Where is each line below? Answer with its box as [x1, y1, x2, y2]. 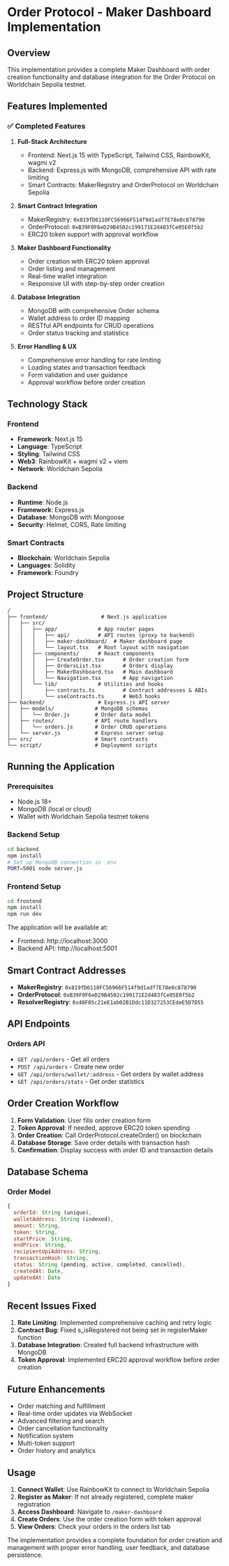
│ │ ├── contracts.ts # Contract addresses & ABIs [7, 686, 208, 694]
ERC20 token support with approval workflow [27, 230, 159, 238]
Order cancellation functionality [17, 1424, 108, 1433]
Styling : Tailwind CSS [17, 450, 80, 458]
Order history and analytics [17, 1447, 96, 1455]
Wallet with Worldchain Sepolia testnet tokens [17, 812, 149, 821]
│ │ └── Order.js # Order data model [7, 711, 152, 718]
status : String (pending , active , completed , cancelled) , [13, 1261, 186, 1268]
